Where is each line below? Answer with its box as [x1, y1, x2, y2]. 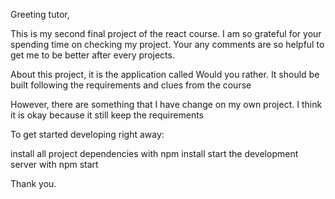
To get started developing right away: [10, 129, 165, 140]
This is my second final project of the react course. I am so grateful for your [10, 28, 322, 39]
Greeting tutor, [10, 9, 70, 20]
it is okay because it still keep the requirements [10, 109, 204, 121]
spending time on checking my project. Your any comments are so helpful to [10, 39, 325, 50]
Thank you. [10, 178, 57, 189]
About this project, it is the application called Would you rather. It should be [10, 69, 320, 80]
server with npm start [10, 159, 99, 170]
